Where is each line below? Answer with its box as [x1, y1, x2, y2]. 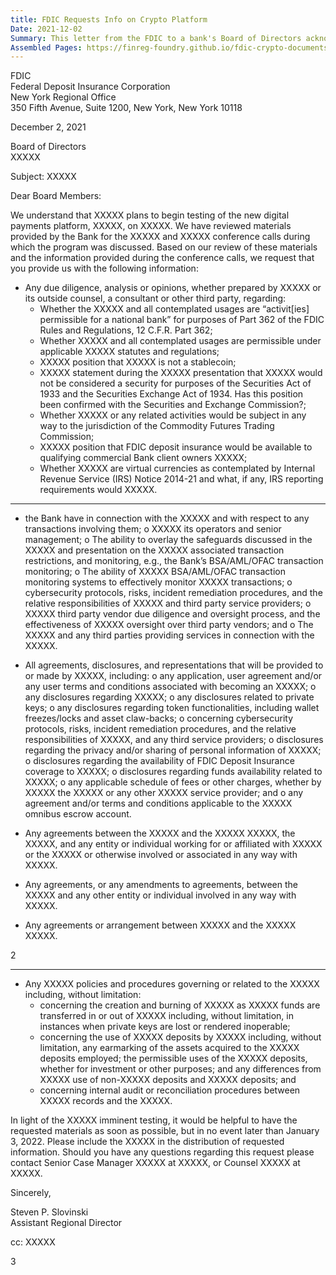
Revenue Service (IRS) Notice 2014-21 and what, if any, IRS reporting [39, 473, 324, 485]
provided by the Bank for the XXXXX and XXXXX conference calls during [10, 231, 311, 243]
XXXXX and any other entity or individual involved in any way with [24, 889, 297, 901]
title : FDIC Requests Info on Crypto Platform [10, 14, 208, 25]
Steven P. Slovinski [10, 1206, 89, 1218]
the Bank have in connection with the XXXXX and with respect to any [24, 512, 310, 525]
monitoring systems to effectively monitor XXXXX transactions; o [24, 576, 293, 588]
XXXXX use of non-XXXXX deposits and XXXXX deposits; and [39, 1074, 297, 1086]
